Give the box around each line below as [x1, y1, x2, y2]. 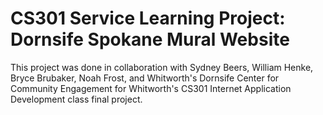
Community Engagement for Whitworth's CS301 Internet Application [10, 82, 292, 94]
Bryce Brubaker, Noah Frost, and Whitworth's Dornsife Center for [10, 72, 280, 84]
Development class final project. [10, 93, 143, 105]
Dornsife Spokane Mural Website [10, 28, 290, 51]
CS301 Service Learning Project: [10, 7, 286, 30]
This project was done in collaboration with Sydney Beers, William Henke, [10, 61, 314, 73]
